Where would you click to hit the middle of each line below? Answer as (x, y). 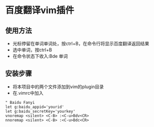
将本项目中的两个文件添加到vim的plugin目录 (58, 87)
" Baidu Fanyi (20, 102)
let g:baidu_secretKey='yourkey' (40, 111)
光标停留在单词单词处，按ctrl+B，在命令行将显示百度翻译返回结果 (81, 44)
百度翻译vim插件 (40, 10)
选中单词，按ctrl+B (32, 50)
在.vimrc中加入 (28, 93)
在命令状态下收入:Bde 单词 (40, 56)
